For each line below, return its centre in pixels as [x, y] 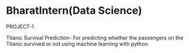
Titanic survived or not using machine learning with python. [78, 44]
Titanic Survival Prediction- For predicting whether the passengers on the [95, 37]
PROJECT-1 [20, 26]
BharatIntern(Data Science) [74, 11]
